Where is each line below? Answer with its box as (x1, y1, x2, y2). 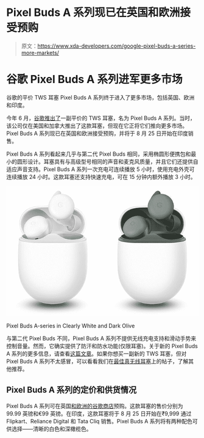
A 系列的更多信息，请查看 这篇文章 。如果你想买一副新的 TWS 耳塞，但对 (6, 350, 187, 357)
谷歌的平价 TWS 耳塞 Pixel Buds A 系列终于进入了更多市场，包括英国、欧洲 (6, 93, 195, 101)
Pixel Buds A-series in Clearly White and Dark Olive (6, 322, 135, 330)
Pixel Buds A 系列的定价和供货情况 (6, 385, 137, 395)
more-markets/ (21, 49, 60, 56)
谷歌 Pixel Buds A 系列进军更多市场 (6, 73, 183, 86)
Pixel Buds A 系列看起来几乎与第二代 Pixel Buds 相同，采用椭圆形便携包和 (6, 150, 191, 158)
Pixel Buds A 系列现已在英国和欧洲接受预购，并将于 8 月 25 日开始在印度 (6, 130, 189, 137)
